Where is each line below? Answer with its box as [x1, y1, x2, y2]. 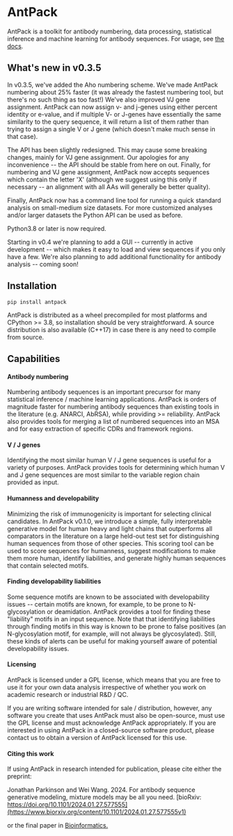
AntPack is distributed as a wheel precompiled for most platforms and [7, 311, 207, 319]
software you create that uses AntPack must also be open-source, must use [7, 711, 225, 719]
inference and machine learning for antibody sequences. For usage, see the [7, 34, 225, 42]
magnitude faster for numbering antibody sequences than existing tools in [7, 402, 219, 411]
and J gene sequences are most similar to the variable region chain [7, 470, 200, 480]
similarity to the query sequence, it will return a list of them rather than [7, 117, 209, 126]
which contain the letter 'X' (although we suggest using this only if [7, 175, 197, 183]
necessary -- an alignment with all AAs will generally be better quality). [7, 182, 211, 191]
